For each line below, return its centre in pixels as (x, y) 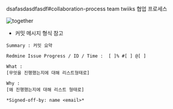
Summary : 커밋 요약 (29, 46)
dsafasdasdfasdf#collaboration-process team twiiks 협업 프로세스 (87, 9)
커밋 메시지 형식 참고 (39, 33)
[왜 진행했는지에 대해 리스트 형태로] (45, 90)
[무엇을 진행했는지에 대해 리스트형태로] (48, 73)
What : (14, 66)
